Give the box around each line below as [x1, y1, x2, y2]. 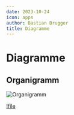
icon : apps [6, 14, 34, 20]
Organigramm [6, 75, 60, 85]
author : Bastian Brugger [6, 20, 69, 26]
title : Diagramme [6, 25, 50, 32]
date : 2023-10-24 [6, 8, 50, 15]
